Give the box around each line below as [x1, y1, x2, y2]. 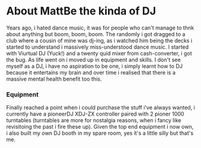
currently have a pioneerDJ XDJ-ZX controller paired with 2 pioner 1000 [6, 110, 185, 118]
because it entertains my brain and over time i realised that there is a [6, 69, 176, 76]
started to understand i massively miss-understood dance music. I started [6, 43, 189, 51]
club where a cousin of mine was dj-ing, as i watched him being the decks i [6, 37, 193, 44]
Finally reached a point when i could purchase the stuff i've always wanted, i [6, 104, 195, 111]
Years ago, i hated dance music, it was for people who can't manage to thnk [6, 24, 194, 31]
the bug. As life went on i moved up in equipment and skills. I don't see [6, 56, 181, 63]
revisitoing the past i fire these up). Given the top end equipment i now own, [6, 123, 194, 131]
